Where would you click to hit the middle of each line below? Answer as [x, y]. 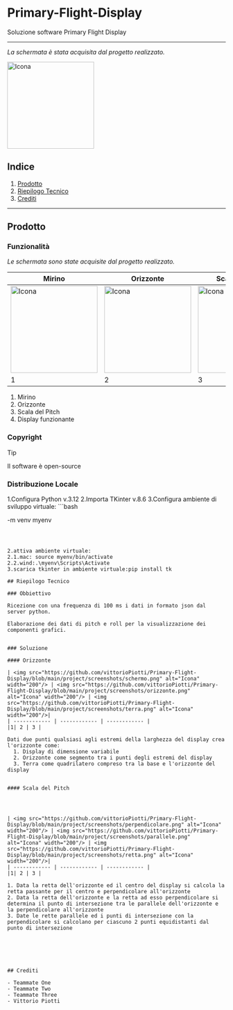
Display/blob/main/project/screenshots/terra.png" [82, 709]
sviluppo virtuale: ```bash [43, 507]
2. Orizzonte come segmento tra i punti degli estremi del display [113, 758]
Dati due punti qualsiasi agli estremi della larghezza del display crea [116, 740]
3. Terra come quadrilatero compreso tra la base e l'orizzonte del [114, 764]
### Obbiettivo [29, 594]
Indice [21, 167]
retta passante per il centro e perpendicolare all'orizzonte [99, 892]
